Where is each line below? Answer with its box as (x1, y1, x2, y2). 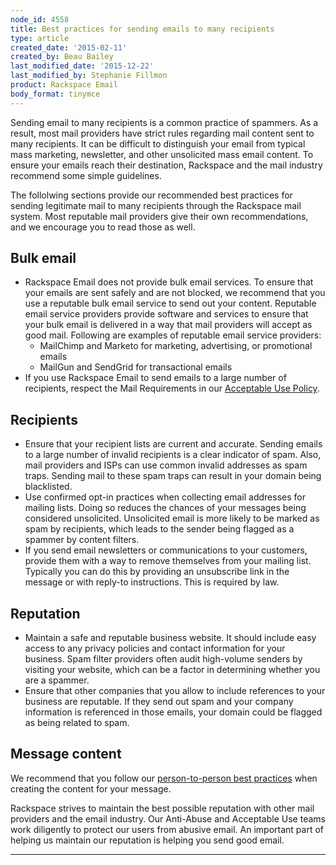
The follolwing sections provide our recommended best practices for (10, 189, 293, 201)
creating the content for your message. (10, 782, 172, 795)
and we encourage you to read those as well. (10, 221, 196, 233)
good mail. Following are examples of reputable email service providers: (24, 329, 322, 341)
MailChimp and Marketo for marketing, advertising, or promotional (39, 340, 313, 352)
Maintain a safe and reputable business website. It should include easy (24, 632, 317, 644)
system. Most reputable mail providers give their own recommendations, (10, 210, 309, 222)
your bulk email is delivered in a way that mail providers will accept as (24, 319, 313, 331)
